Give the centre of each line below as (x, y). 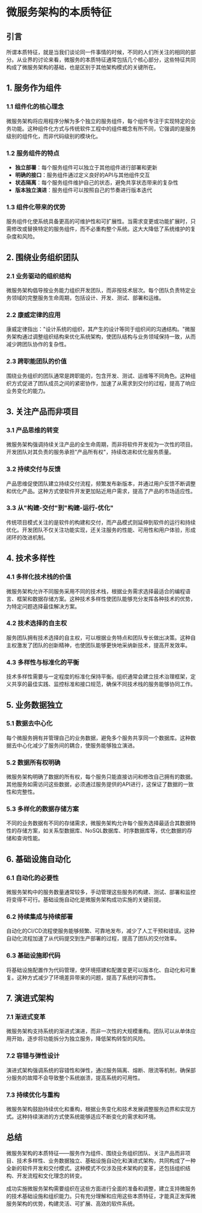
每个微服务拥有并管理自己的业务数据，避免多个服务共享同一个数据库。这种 (98, 738)
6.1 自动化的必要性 (32, 878)
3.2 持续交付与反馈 (34, 469)
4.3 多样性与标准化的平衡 (43, 662)
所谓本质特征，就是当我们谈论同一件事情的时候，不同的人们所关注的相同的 (98, 52)
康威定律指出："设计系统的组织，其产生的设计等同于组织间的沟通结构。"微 (98, 329)
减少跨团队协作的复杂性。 (38, 344)
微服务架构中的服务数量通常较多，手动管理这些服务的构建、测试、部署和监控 (101, 892)
